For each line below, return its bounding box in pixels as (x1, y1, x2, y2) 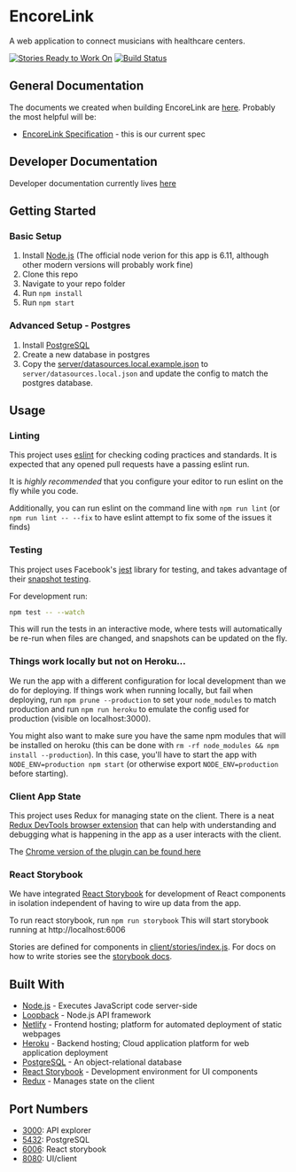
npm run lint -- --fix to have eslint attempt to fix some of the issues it (9, 512, 272, 523)
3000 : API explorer (21, 1124, 91, 1136)
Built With (9, 977, 65, 992)
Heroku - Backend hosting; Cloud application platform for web (21, 1038, 250, 1049)
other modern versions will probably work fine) (21, 260, 193, 270)
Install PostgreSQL (21, 340, 90, 350)
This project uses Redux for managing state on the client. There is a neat (9, 810, 275, 821)
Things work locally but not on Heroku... (9, 655, 186, 668)
